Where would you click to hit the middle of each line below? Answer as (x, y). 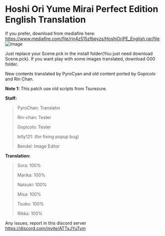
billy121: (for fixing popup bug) (48, 136)
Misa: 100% (29, 194)
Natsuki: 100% (32, 184)
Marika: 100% (31, 175)
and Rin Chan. (19, 79)
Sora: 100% (29, 165)
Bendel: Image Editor (39, 146)
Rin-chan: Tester (34, 117)
